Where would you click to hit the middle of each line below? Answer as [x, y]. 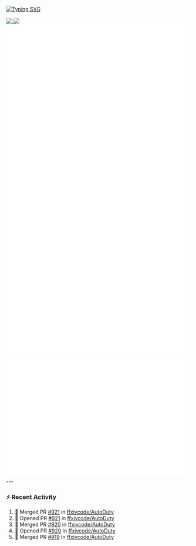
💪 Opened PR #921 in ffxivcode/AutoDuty [64, 518]
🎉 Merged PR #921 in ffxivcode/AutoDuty [64, 512]
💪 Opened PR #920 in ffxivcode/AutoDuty [65, 531]
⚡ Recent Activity [31, 497]
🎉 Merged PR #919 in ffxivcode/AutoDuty [64, 537]
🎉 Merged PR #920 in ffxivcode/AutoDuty [65, 525]
